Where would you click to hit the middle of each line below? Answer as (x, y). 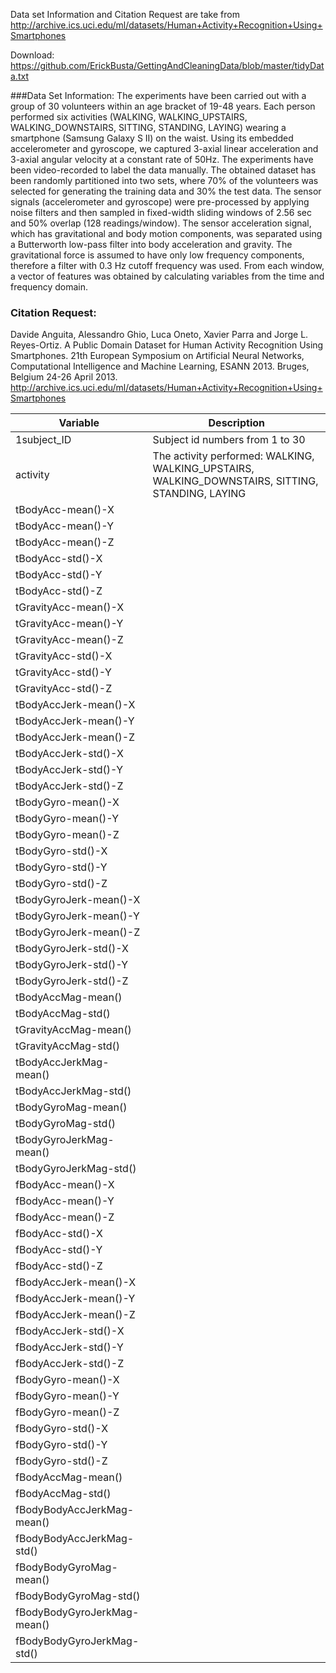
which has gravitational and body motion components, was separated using (166, 233)
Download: (32, 55)
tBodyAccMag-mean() (69, 997)
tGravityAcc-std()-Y (63, 672)
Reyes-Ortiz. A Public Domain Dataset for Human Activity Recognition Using (167, 345)
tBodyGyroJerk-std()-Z (72, 981)
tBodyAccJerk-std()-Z (69, 786)
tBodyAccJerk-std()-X (69, 754)
